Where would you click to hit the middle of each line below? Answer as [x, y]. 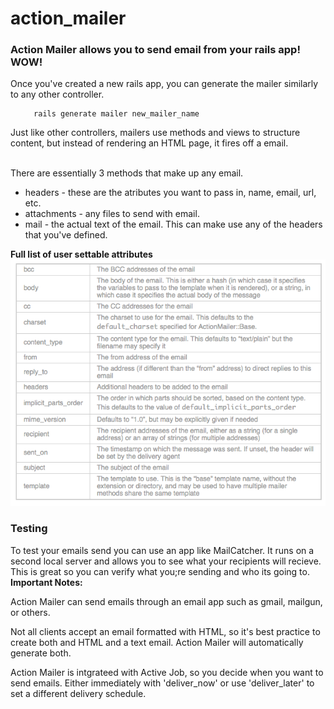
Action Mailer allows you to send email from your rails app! [155, 50]
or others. [30, 612]
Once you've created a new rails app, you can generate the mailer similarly [164, 84]
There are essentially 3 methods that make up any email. [127, 173]
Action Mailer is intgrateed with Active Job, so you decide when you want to [167, 672]
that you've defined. [66, 235]
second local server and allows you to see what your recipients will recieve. [166, 561]
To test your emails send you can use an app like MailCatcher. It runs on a [162, 550]
